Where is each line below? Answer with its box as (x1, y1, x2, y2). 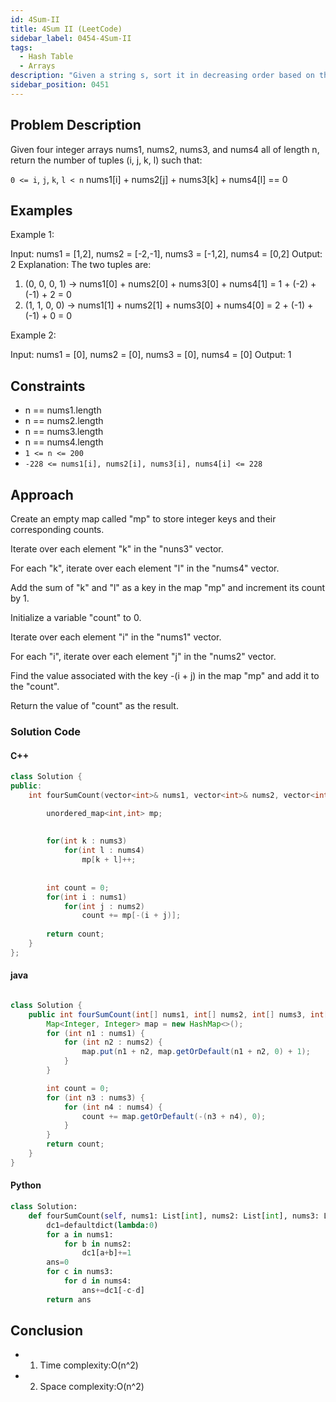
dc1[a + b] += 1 (81, 1248, 132, 1258)
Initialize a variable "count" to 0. (10, 612, 142, 623)
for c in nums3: (46, 1267, 114, 1277)
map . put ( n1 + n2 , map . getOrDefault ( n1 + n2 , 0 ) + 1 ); (81, 1047, 311, 1057)
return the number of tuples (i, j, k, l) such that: (10, 154, 203, 166)
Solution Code (10, 724, 82, 738)
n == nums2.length (24, 415, 104, 427)
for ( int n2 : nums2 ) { (63, 1037, 163, 1048)
